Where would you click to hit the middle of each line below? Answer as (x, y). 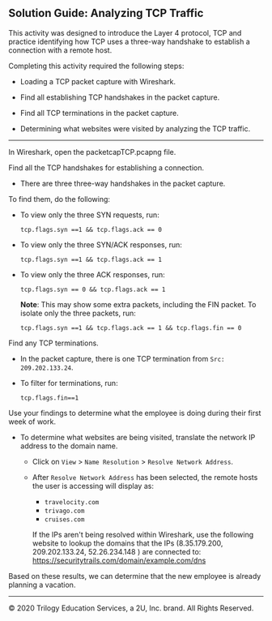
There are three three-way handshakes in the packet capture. (123, 183)
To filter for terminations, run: (69, 383)
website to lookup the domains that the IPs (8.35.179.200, (127, 543)
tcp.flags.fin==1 (49, 398)
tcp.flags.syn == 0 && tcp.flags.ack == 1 (93, 289)
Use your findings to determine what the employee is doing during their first (135, 413)
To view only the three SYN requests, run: (89, 215)
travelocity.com (72, 502)
